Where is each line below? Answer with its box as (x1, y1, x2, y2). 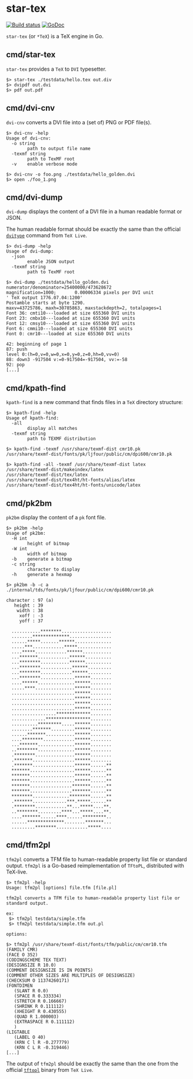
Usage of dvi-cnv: (6, 135, 51, 141)
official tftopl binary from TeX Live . (6, 1066, 94, 1073)
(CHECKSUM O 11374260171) (6, 977, 69, 984)
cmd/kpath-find (6, 383, 66, 393)
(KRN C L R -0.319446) (14, 1044, 69, 1050)
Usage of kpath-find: (6, 415, 59, 421)
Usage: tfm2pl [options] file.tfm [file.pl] (6, 885, 117, 891)
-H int (11, 535, 28, 541)
